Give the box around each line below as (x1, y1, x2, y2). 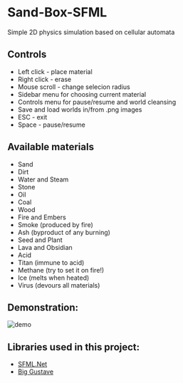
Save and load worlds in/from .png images (17, 105, 142, 114)
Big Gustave (17, 367, 54, 376)
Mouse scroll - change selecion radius (17, 83, 130, 91)
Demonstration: (7, 301, 79, 313)
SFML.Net (17, 360, 48, 369)
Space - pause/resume (17, 120, 85, 129)
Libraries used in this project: (7, 341, 140, 353)
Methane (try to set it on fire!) (17, 266, 105, 274)
